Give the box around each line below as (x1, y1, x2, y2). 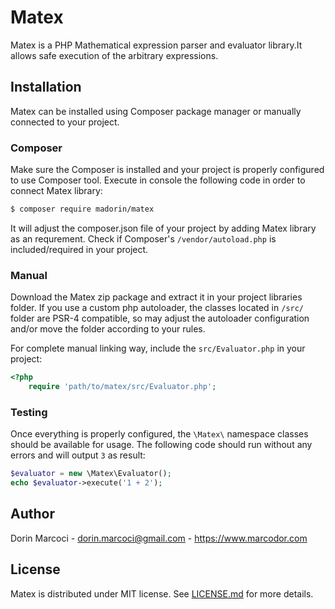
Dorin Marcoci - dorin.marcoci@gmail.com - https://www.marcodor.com (10, 532, 308, 544)
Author (10, 506, 55, 523)
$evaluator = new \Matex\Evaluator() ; (10, 469, 172, 479)
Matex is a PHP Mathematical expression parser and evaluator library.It (10, 39, 303, 51)
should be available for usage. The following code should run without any (10, 439, 313, 451)
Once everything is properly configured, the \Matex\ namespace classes (10, 428, 309, 440)
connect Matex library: (10, 185, 103, 197)
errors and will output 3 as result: (10, 449, 146, 461)
